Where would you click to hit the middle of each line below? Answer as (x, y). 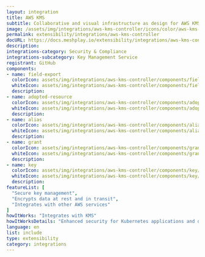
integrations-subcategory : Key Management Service (72, 57)
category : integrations (37, 244)
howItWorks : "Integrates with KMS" (52, 216)
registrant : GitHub (31, 63)
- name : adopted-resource (39, 97)
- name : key (21, 165)
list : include (24, 233)
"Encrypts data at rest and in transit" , (65, 199)
